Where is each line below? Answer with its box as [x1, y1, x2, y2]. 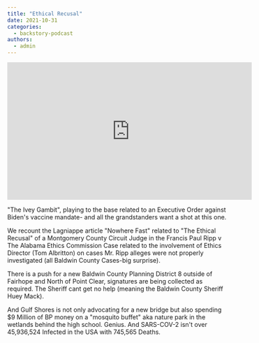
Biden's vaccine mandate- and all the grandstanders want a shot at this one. [7, 213, 227, 221]
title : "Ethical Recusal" [7, 10, 82, 17]
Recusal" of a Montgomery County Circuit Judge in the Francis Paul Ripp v [7, 234, 222, 242]
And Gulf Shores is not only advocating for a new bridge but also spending [7, 305, 222, 314]
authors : [7, 36, 33, 43]
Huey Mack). [7, 292, 44, 300]
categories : [7, 23, 42, 30]
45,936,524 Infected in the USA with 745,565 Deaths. [7, 328, 161, 336]
